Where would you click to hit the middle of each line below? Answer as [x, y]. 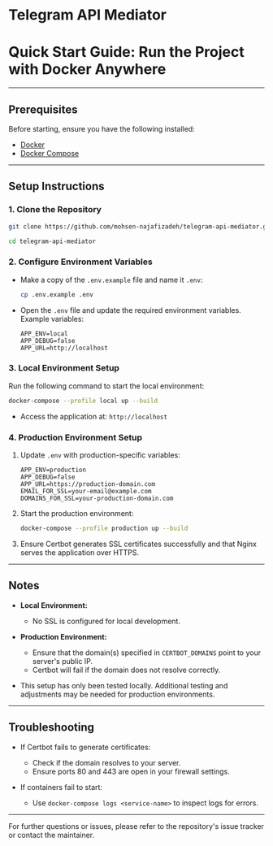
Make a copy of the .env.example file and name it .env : [111, 280]
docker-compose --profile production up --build [104, 529]
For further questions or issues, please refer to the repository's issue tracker [136, 826]
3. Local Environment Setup [64, 368]
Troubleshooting [52, 728]
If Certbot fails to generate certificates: [85, 747]
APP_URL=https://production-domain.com [88, 484]
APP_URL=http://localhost [64, 348]
